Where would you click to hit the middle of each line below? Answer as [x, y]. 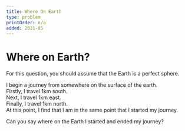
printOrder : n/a [26, 22]
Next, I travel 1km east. [34, 97]
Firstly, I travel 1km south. [37, 91]
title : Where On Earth [34, 12]
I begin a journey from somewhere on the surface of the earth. [82, 85]
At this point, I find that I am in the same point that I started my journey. [92, 110]
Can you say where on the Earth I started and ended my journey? [85, 122]
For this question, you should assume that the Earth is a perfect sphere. [93, 74]
